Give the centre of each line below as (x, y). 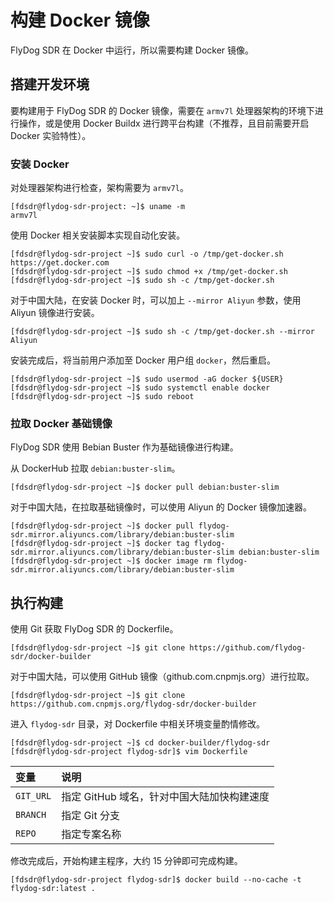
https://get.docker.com (60, 263)
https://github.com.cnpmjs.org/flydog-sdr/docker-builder (133, 704)
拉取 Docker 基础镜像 (61, 423)
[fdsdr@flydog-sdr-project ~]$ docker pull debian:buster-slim (145, 487)
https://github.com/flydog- (248, 648)
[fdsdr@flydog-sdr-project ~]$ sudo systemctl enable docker (140, 388)
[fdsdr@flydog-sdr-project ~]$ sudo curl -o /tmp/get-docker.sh (147, 254)
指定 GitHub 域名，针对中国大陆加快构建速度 (165, 797)
